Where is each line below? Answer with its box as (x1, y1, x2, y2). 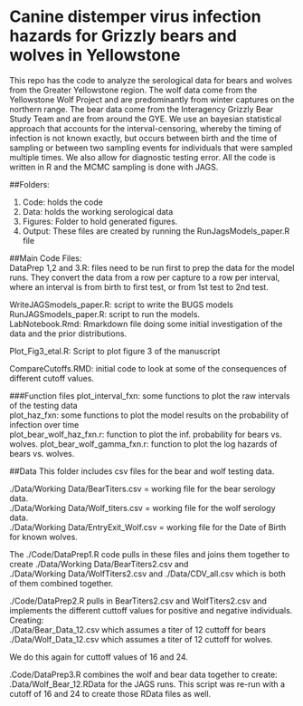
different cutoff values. (9, 372, 95, 383)
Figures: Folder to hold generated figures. (22, 216, 178, 227)
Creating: (9, 614, 44, 625)
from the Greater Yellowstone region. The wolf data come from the (9, 84, 258, 95)
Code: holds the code (22, 197, 104, 208)
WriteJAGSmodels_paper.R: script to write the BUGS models (9, 299, 233, 310)
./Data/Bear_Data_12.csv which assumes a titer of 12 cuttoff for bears (9, 624, 267, 635)
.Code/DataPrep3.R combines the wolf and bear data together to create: (9, 669, 278, 680)
